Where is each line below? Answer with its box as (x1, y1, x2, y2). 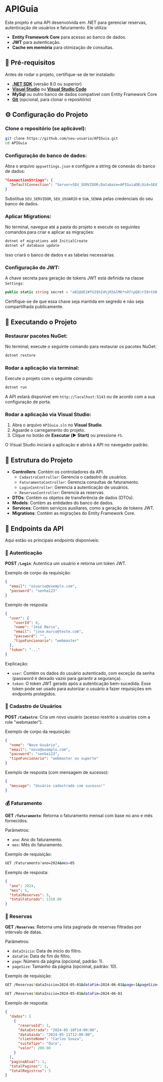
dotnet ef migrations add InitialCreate (5, 238, 88, 244)
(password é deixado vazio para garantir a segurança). (12, 675, 122, 681)
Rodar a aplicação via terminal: (5, 364, 80, 371)
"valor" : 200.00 (17, 1045, 51, 1051)
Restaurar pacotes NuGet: (5, 332, 68, 339)
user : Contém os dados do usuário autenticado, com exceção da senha (12, 670, 155, 676)
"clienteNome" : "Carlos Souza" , (17, 1037, 83, 1042)
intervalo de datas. (5, 929, 43, 935)
